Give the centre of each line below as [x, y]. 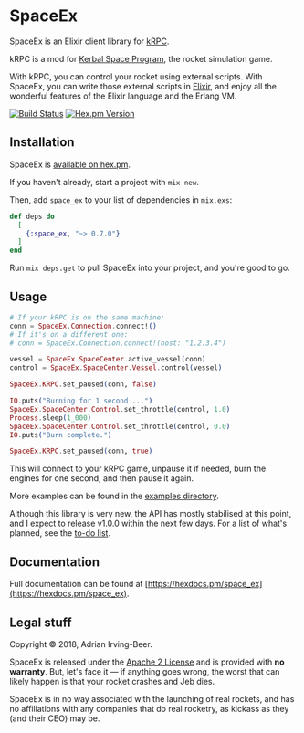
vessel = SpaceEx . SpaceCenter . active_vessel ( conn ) [108, 360]
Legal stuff [41, 622]
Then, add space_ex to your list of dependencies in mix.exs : [121, 199]
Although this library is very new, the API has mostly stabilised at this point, [151, 514]
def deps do [32, 216]
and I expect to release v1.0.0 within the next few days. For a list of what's [148, 524]
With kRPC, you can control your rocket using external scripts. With [136, 76]
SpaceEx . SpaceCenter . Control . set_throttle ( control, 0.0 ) [120, 426]
